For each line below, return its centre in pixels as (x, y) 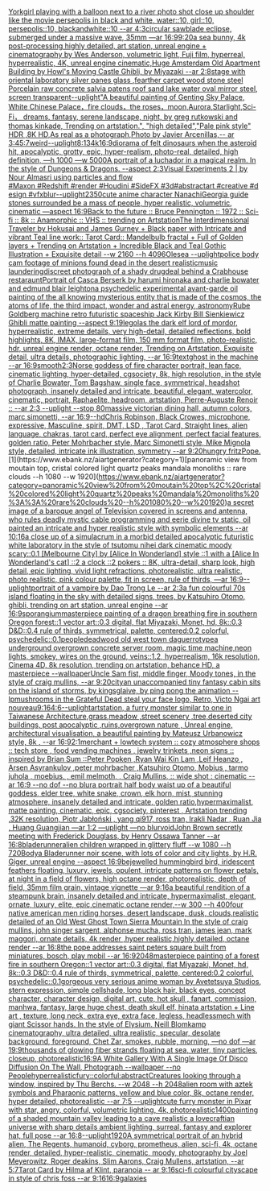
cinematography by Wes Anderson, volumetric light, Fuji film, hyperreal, (127, 54)
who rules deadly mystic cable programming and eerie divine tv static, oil (129, 519)
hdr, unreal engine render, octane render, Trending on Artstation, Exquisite (131, 348)
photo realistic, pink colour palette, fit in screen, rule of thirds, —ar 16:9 (126, 579)
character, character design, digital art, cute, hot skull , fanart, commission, (133, 999)
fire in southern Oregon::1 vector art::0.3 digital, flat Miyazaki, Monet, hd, (129, 964)
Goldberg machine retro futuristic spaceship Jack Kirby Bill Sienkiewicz (127, 314)
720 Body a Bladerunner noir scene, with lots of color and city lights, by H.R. (133, 853)
